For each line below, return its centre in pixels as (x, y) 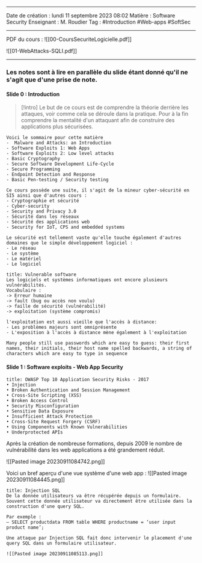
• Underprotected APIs (35, 432)
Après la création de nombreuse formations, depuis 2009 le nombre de (94, 444)
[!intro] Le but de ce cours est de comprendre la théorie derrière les (105, 107)
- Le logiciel (24, 264)
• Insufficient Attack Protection (50, 417)
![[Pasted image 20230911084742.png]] (56, 462)
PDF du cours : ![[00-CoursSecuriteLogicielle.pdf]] (69, 39)
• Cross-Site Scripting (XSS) (44, 396)
